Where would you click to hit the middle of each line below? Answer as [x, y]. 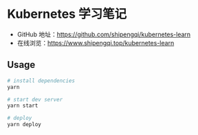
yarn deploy [24, 125]
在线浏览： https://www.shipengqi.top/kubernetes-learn [96, 42]
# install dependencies [41, 81]
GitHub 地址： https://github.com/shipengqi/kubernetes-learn [104, 34]
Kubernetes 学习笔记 [67, 14]
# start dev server [35, 99]
